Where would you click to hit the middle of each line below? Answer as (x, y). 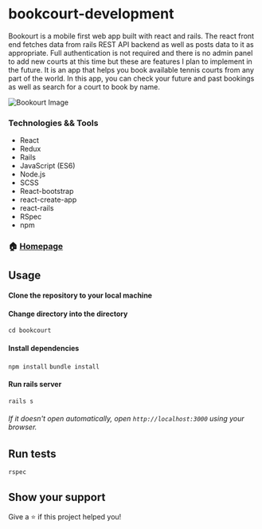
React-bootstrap (47, 191)
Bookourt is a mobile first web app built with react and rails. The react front (131, 36)
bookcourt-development (91, 14)
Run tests (32, 454)
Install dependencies (44, 348)
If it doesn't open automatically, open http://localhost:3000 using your (126, 419)
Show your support (57, 497)
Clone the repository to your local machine (80, 295)
